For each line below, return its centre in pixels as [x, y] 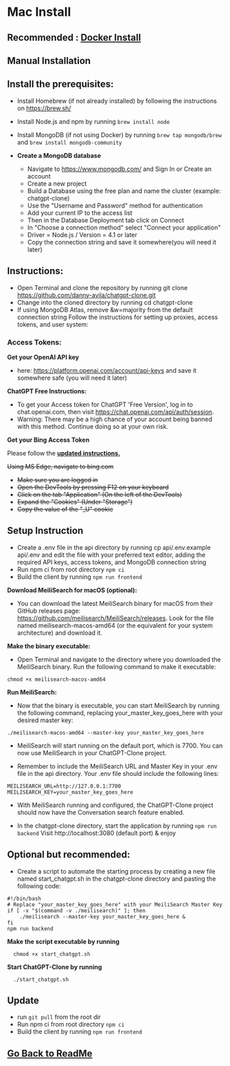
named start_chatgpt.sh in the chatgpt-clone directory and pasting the [116, 879]
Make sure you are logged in [57, 480]
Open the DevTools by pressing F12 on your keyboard [93, 487]
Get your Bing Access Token [48, 440]
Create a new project [57, 183]
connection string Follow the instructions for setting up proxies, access [117, 317]
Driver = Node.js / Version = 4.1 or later [82, 234]
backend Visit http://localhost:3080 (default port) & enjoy [96, 833]
